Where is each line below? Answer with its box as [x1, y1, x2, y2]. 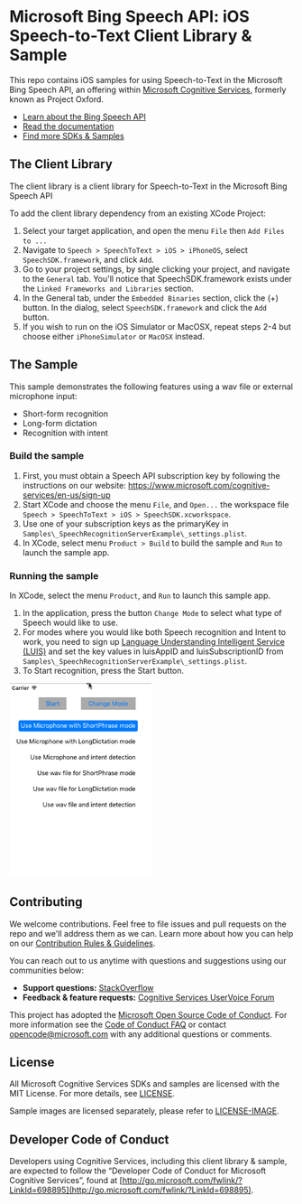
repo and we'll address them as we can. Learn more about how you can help [9, 928, 294, 938]
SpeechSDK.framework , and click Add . [22, 254, 155, 265]
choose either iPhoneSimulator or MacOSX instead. [22, 331, 206, 341]
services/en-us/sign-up [22, 490, 111, 500]
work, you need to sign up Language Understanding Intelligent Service [22, 637, 286, 648]
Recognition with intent [22, 427, 108, 438]
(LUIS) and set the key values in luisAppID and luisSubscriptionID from [22, 646, 284, 657]
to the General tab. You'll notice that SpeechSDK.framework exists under [22, 273, 293, 284]
